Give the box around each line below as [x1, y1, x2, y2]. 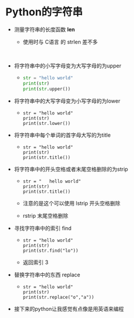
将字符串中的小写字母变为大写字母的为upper [14, 62, 122, 69]
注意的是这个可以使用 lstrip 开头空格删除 [22, 199, 121, 207]
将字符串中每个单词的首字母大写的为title [14, 131, 111, 138]
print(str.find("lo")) [22, 248, 79, 253]
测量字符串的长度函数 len [14, 26, 75, 33]
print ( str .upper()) [22, 86, 71, 92]
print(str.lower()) [22, 120, 71, 126]
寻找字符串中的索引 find [14, 224, 72, 232]
